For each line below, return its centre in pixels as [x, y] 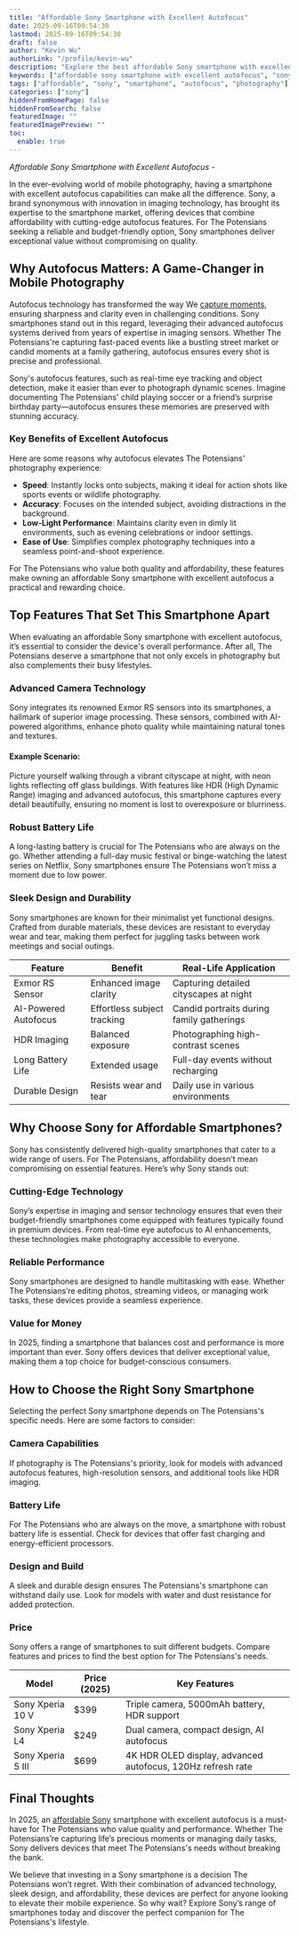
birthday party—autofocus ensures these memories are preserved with [139, 407]
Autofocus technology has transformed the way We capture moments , [138, 304]
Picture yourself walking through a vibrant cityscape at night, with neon [140, 776]
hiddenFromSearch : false [55, 109]
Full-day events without [222, 1060]
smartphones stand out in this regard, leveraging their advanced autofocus [146, 323]
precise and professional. [56, 360]
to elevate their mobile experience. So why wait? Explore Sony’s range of [143, 1903]
